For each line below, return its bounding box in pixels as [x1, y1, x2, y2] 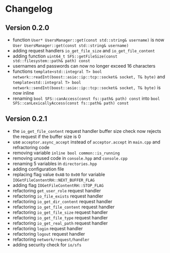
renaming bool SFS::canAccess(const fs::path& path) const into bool [12, 95, 160, 101]
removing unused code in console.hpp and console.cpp [12, 155, 128, 161]
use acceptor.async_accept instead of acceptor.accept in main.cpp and [12, 138, 161, 145]
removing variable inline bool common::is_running [12, 150, 120, 156]
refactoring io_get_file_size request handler [12, 209, 108, 215]
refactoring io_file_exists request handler [12, 193, 104, 199]
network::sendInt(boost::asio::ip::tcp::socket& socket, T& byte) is [12, 85, 161, 91]
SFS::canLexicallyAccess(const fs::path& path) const [12, 101, 129, 106]
